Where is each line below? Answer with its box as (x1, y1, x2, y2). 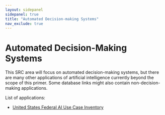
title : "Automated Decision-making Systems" (5, 16, 99, 21)
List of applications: (5, 95, 46, 101)
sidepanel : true (5, 12, 39, 17)
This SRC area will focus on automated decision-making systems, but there (5, 69, 159, 75)
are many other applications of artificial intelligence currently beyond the (5, 75, 154, 81)
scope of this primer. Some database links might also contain (5, 80, 130, 86)
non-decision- (131, 80, 161, 86)
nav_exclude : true (5, 21, 43, 26)
